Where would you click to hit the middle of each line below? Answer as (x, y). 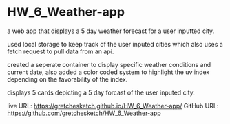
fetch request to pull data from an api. (61, 51)
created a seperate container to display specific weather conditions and (109, 64)
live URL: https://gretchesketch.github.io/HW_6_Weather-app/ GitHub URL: (113, 106)
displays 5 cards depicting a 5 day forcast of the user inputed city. (101, 92)
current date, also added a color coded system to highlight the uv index (108, 72)
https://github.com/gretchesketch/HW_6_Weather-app (84, 113)
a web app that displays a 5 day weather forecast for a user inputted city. (111, 31)
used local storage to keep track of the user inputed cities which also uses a (115, 44)
